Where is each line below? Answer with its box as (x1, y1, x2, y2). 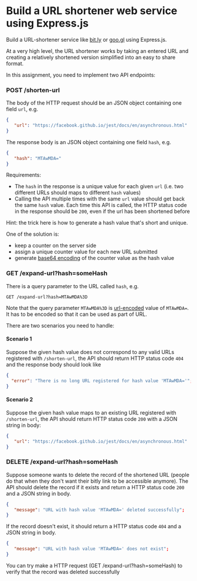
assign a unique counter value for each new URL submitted (14, 248, 158, 255)
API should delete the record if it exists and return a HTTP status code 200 (6, 483, 185, 490)
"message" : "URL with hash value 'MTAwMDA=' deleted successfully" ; (13, 507, 185, 513)
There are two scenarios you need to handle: (6, 322, 114, 329)
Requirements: (6, 172, 41, 179)
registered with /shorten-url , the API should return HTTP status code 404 (6, 355, 184, 362)
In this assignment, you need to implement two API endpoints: (6, 71, 155, 78)
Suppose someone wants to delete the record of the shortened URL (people (6, 471, 189, 478)
